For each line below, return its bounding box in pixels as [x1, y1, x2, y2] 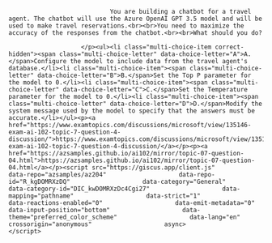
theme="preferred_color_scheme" [8, 213, 117, 221]
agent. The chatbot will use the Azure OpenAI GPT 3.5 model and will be [8, 15, 263, 23]
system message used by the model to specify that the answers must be [8, 107, 255, 115]
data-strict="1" [146, 192, 201, 200]
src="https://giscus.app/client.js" [91, 164, 216, 172]
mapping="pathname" [8, 192, 74, 200]
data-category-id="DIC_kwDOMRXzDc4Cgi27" [8, 185, 151, 193]
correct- [215, 43, 244, 51]
